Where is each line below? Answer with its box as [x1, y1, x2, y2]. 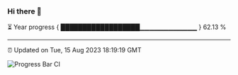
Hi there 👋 [7, 6, 42, 16]
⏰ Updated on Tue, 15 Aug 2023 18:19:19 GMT [7, 46, 142, 54]
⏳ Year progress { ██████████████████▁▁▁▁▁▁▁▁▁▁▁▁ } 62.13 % [7, 23, 227, 31]
